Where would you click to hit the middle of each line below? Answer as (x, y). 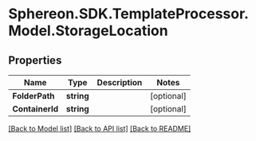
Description (120, 82)
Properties (35, 60)
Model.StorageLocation (89, 31)
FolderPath (33, 96)
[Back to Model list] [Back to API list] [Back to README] (100, 129)
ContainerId (35, 109)
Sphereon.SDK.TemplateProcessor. (129, 14)
